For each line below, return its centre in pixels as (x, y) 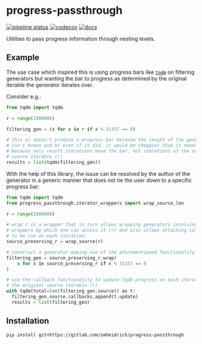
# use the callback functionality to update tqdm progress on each (93, 280)
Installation (28, 321)
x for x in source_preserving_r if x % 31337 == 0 (82, 264)
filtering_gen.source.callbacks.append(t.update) (75, 297)
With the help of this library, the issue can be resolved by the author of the (98, 174)
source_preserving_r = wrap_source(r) (55, 241)
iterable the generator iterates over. (50, 85)
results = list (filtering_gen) (51, 302)
